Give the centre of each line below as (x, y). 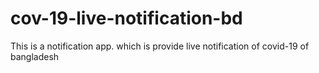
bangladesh (35, 56)
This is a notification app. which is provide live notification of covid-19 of (160, 46)
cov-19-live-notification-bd (126, 18)
